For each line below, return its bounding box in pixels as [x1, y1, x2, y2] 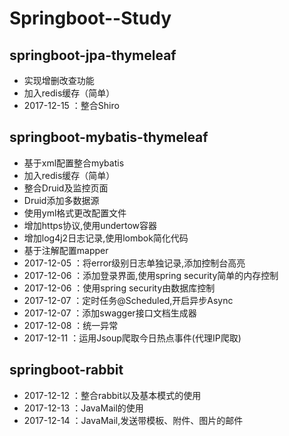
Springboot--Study [9, 7, 172, 30]
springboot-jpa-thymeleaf [9, 47, 177, 64]
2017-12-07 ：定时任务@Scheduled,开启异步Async [23, 294, 234, 306]
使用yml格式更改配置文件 [23, 207, 127, 219]
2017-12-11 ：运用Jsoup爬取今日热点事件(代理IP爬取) [23, 332, 242, 344]
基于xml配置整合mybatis [23, 157, 125, 169]
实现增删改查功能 [23, 75, 95, 86]
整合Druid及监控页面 [23, 182, 109, 194]
